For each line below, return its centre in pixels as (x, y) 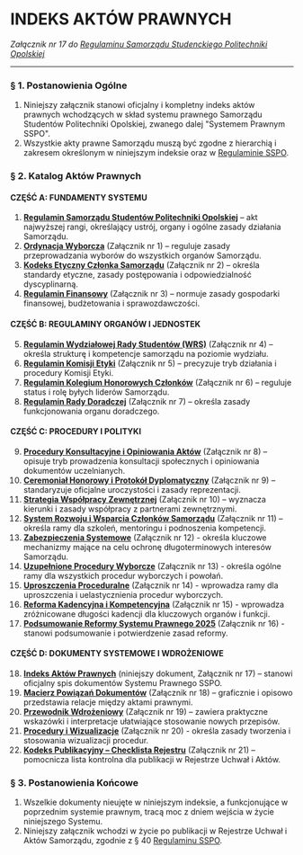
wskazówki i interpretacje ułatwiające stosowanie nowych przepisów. (151, 721)
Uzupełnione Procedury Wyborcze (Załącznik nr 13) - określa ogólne (152, 566)
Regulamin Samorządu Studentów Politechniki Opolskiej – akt (141, 218)
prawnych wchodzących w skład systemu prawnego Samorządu (143, 115)
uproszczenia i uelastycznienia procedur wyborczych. (123, 594)
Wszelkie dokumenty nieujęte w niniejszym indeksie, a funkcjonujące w (156, 802)
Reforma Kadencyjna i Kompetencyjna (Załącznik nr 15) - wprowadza (154, 604)
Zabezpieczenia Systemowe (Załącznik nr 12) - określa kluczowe (145, 537)
